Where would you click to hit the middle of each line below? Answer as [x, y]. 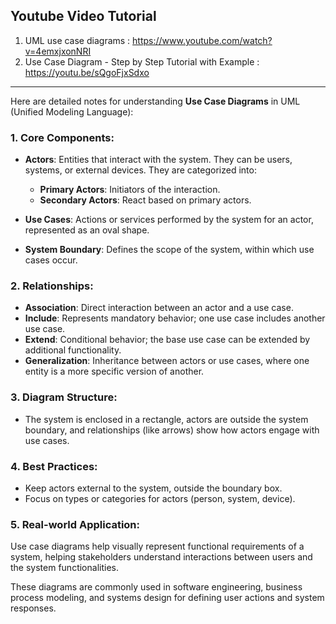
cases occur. [51, 260]
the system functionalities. [64, 568]
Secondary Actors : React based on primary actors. [145, 200]
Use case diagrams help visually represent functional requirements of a [157, 546]
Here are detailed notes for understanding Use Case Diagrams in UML [155, 101]
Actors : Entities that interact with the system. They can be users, [158, 160]
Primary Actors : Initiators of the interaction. [130, 190]
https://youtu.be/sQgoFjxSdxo [87, 72]
